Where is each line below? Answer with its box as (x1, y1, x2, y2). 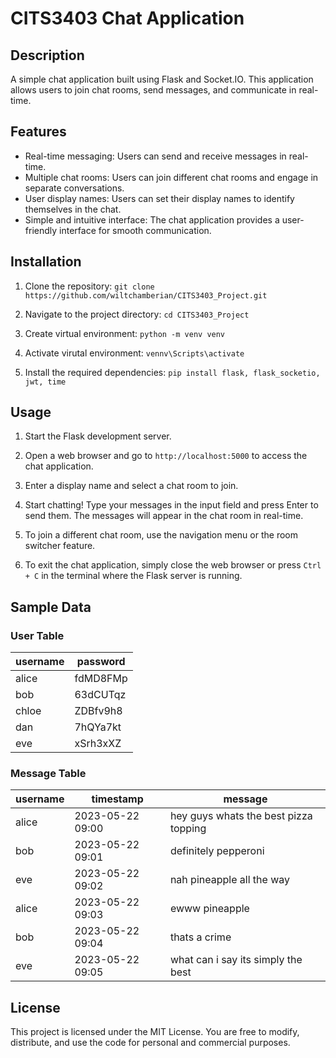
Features (10, 123, 67, 141)
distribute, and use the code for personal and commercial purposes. (10, 1037, 291, 1049)
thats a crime (169, 930, 232, 944)
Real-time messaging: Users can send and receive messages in (24, 150, 287, 162)
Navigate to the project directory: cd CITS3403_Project (24, 308, 250, 320)
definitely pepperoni (169, 844, 265, 858)
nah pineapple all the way (169, 873, 290, 887)
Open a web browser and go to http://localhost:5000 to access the (24, 450, 308, 462)
